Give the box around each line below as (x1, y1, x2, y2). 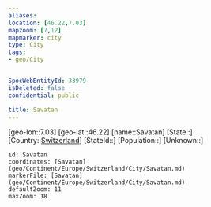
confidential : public (8, 92, 80, 100)
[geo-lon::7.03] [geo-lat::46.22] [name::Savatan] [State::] (8, 127, 194, 137)
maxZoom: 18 (8, 193, 47, 201)
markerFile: (8, 171, 47, 180)
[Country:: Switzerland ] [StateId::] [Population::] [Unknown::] (8, 136, 204, 145)
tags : (8, 48, 26, 56)
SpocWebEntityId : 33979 (8, 77, 87, 85)
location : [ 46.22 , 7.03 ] (8, 19, 87, 27)
